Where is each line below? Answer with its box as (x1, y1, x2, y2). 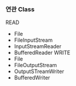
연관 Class (5, 5, 35, 13)
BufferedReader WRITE (14, 49, 71, 57)
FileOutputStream (14, 62, 57, 69)
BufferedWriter (14, 74, 51, 81)
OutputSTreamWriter (14, 68, 64, 75)
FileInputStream (14, 37, 53, 44)
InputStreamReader (14, 43, 62, 50)
